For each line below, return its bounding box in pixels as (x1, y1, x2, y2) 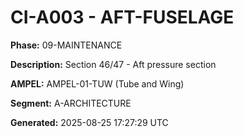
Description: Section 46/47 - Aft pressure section (10, 58, 217, 70)
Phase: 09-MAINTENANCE (10, 39, 123, 51)
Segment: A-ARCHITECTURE (10, 97, 132, 109)
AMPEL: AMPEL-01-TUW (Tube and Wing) (10, 77, 185, 90)
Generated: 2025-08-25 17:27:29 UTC (10, 116, 169, 128)
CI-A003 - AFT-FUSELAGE (10, 6, 235, 29)
